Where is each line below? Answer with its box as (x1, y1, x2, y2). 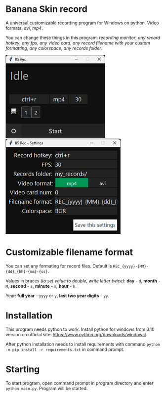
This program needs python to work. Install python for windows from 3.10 (5, 326, 155, 332)
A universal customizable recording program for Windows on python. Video (5, 20, 160, 26)
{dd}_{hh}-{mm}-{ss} (5, 269, 48, 274)
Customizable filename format (5, 247, 133, 258)
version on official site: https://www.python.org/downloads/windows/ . (5, 331, 148, 337)
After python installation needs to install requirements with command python (5, 341, 160, 347)
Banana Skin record (5, 3, 88, 15)
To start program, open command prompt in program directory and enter (5, 380, 154, 386)
